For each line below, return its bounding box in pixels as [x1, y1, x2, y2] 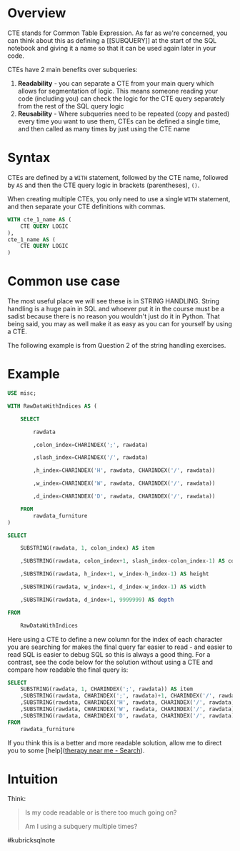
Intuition [7, 771, 59, 787]
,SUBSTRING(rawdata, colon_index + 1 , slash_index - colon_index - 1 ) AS [20, 558, 225, 565]
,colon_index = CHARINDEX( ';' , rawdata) [33, 441, 149, 448]
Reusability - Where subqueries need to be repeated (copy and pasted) [17, 109, 230, 118]
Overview [7, 5, 66, 21]
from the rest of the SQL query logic [17, 101, 124, 110]
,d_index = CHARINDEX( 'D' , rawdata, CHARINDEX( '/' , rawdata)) [33, 493, 216, 500]
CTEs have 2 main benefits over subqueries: [7, 65, 138, 74]
